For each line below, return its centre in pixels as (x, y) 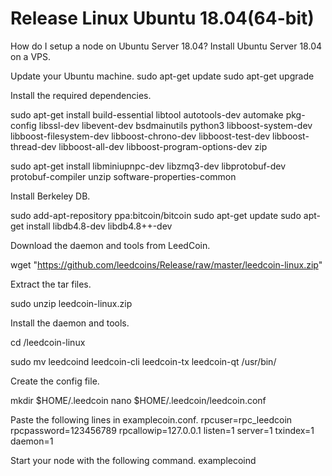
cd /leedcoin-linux (48, 342)
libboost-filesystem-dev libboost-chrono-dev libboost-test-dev (140, 136)
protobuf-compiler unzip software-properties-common (123, 176)
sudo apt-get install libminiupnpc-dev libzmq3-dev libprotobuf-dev (148, 166)
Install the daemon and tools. (70, 323)
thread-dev (33, 146)
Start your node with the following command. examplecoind (133, 460)
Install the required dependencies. (81, 95)
